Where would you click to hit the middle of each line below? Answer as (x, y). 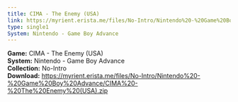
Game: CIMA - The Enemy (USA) (56, 53)
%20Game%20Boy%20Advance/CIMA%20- (73, 83)
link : (15, 20)
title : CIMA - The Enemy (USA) (53, 14)
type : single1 (28, 27)
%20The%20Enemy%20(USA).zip (58, 91)
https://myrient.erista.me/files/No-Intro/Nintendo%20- (121, 76)
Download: (24, 76)
